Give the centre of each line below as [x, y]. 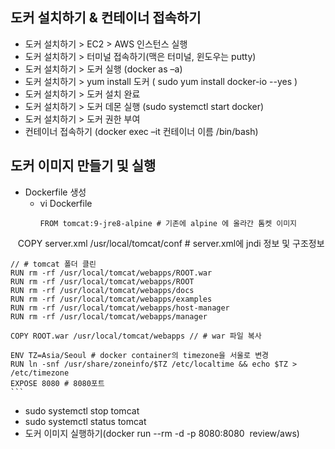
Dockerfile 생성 [55, 192]
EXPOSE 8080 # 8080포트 [57, 383]
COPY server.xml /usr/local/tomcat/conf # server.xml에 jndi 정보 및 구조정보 [171, 243]
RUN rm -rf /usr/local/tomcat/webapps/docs [102, 290]
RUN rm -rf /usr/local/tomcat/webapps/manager [109, 316]
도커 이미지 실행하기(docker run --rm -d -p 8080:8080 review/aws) [162, 433]
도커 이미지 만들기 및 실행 [83, 166]
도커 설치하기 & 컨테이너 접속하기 [106, 18]
